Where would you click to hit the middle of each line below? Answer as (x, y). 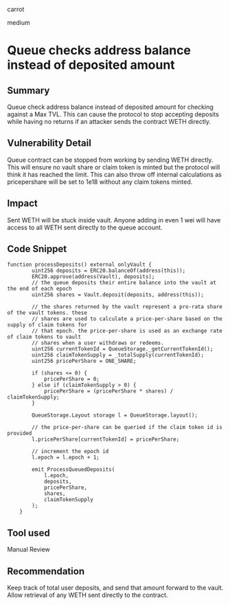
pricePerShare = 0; (71, 379)
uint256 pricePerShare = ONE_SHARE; (84, 361)
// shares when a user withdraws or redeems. (98, 343)
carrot (16, 9)
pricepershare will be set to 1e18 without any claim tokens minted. (100, 182)
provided (20, 433)
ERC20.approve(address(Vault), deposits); (93, 277)
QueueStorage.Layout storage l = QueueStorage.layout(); (115, 415)
